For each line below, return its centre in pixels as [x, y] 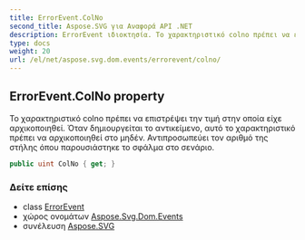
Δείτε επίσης [39, 187]
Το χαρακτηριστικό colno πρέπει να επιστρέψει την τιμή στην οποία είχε [146, 118]
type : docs [30, 43]
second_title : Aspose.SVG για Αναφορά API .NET [101, 26]
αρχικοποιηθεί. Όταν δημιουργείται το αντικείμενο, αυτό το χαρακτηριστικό [152, 128]
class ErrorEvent [53, 206]
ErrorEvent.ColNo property [87, 96]
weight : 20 [30, 52]
